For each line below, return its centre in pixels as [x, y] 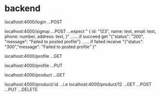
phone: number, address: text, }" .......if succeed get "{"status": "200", [74, 36]
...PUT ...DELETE [21, 89]
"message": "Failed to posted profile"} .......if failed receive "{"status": [74, 41]
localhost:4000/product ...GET [35, 75]
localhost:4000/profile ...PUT [33, 65]
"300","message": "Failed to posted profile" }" [50, 47]
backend [23, 8]
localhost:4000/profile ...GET [33, 56]
